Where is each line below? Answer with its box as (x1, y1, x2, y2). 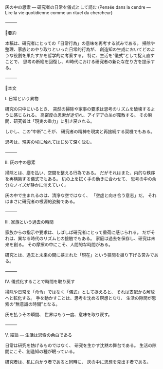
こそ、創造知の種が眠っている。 (13, 348, 78, 354)
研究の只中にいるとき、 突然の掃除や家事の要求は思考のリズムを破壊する (5, 106, 151, 111)
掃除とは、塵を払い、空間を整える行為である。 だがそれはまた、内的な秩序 (5, 170, 156, 175)
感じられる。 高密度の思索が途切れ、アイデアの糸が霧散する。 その (13, 112, 148, 118)
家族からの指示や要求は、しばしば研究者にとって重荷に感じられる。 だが (5, 229, 151, 235)
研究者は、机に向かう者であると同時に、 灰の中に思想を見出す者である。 (5, 359, 151, 365)
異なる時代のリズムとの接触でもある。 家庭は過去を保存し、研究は (18, 236, 151, 241)
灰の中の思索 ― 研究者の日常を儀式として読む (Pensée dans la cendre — (5, 4, 151, 10)
